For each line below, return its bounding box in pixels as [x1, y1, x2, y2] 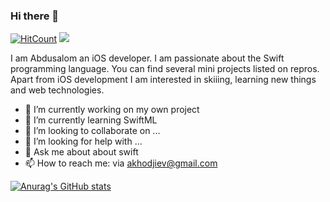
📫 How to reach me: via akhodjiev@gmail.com [24, 157, 218, 169]
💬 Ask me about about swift [24, 146, 139, 158]
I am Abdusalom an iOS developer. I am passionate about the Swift [10, 52, 285, 64]
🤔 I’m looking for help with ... [24, 135, 143, 148]
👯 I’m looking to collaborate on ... [24, 125, 161, 137]
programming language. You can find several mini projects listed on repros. [10, 63, 320, 75]
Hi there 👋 [10, 9, 60, 23]
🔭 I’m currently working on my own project [24, 104, 200, 116]
